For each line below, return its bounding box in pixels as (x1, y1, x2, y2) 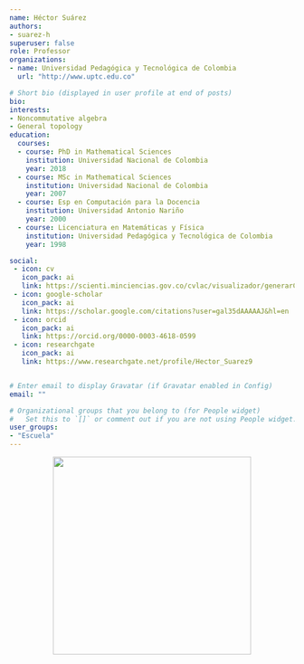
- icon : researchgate (13, 340, 95, 349)
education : (9, 130, 51, 140)
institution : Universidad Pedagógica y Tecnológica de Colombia (25, 232, 273, 241)
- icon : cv (13, 264, 54, 274)
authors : (9, 22, 43, 31)
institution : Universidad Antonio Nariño (25, 206, 184, 215)
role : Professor (9, 47, 71, 56)
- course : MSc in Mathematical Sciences (17, 173, 172, 182)
